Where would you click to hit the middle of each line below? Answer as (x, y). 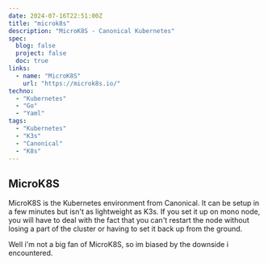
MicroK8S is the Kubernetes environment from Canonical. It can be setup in (134, 203)
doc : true (32, 61)
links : (19, 69)
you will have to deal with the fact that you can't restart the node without (129, 220)
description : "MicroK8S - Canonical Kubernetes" (92, 31)
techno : (21, 91)
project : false (41, 53)
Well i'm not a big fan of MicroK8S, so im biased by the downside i (118, 245)
